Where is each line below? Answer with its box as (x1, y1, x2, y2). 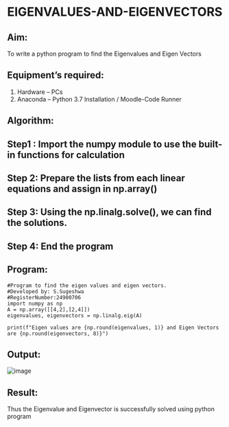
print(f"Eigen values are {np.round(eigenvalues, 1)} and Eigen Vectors (7, 324, 219, 331)
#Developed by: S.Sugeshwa (7, 288, 84, 295)
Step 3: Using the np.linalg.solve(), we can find (7, 207, 212, 218)
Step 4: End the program (7, 240, 114, 252)
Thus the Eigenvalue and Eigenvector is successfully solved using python (7, 405, 215, 413)
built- (198, 138, 223, 150)
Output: (7, 348, 41, 360)
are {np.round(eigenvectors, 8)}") (7, 330, 109, 337)
